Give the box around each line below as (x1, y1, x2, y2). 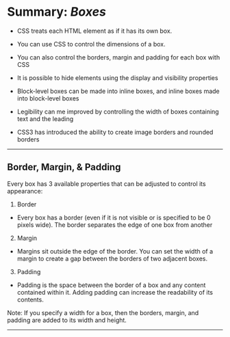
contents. (16, 295, 44, 304)
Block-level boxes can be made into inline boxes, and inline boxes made (16, 87, 220, 95)
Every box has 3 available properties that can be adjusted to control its (7, 179, 207, 188)
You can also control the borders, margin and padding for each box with (16, 53, 220, 62)
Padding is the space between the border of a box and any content (16, 281, 206, 289)
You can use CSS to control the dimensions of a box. (16, 40, 166, 48)
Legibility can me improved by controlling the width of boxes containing (16, 107, 219, 116)
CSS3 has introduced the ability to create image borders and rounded (16, 128, 214, 136)
